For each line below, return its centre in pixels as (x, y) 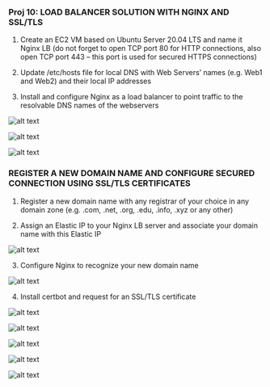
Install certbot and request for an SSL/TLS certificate (108, 297)
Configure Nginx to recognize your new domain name (110, 265)
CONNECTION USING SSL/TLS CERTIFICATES (100, 183)
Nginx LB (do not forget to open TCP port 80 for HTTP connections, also (140, 48)
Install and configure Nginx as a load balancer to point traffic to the (132, 97)
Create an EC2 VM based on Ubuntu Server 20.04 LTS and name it (131, 40)
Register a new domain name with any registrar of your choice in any (134, 201)
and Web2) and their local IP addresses (86, 81)
